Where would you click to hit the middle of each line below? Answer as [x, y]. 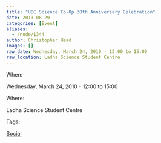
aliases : [17, 29]
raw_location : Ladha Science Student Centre [63, 57]
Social [14, 133]
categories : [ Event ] [32, 23]
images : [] [20, 46]
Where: [15, 98]
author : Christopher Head [39, 40]
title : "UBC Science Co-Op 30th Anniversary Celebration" [81, 12]
